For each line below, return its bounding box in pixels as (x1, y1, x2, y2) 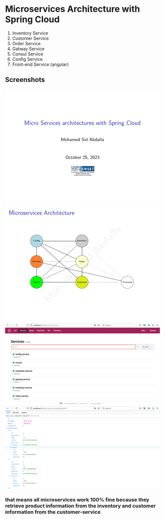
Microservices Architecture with (5, 3, 140, 15)
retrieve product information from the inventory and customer (5, 502, 156, 509)
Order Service (12, 40, 41, 46)
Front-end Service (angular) (12, 61, 69, 67)
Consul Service (12, 51, 43, 57)
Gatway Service (12, 46, 45, 52)
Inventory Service (12, 30, 48, 36)
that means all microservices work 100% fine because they (5, 496, 150, 503)
